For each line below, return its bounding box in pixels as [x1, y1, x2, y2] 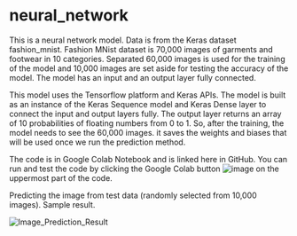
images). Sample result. [9, 199, 96, 209]
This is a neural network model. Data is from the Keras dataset [9, 35, 237, 45]
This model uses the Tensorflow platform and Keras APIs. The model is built [9, 90, 286, 100]
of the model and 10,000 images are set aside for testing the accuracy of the [9, 63, 289, 74]
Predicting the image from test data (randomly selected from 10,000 [9, 190, 257, 201]
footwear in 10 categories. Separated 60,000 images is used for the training [9, 53, 285, 64]
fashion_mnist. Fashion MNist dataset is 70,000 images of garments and [9, 43, 273, 54]
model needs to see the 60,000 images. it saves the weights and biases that [9, 127, 287, 138]
